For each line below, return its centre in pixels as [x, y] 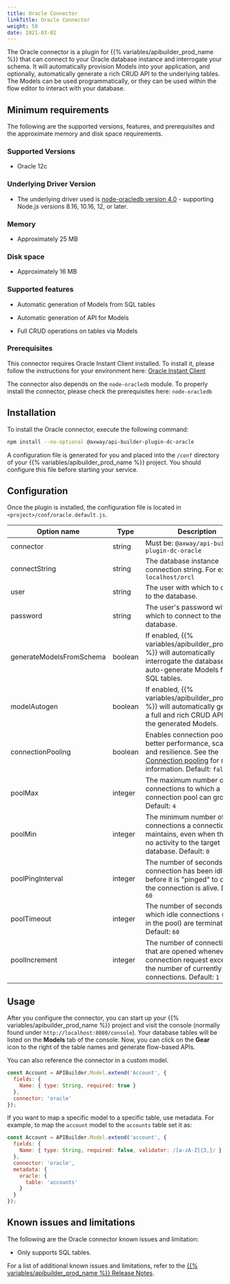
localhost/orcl [170, 577]
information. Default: [178, 769]
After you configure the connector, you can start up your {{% [93, 1018]
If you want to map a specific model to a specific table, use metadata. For [111, 1118]
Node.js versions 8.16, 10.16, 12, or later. [73, 206]
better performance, [178, 744]
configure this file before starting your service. [73, 469]
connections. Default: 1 [182, 977]
